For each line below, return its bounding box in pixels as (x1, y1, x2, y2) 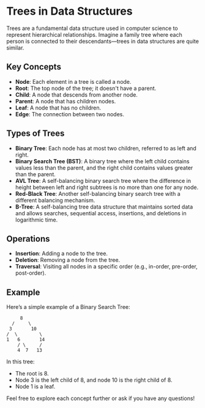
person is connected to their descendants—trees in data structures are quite (6, 37, 199, 45)
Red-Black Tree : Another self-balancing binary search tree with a (15, 190, 181, 197)
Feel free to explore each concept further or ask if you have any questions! (6, 395, 195, 402)
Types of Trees (6, 128, 65, 139)
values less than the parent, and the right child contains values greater (15, 164, 193, 171)
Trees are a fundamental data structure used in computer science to (6, 24, 179, 32)
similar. (6, 44, 24, 51)
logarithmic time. (15, 216, 58, 223)
